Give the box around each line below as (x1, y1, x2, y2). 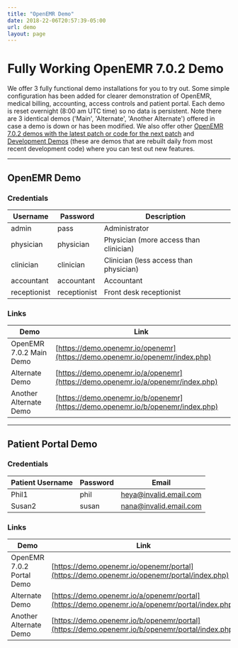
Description (144, 211, 186, 221)
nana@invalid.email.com (120, 501, 202, 511)
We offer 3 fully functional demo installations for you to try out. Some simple (7, 84, 230, 93)
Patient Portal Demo (7, 438, 98, 450)
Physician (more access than (103, 235, 200, 245)
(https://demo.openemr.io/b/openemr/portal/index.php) (51, 625, 236, 635)
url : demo (7, 23, 37, 31)
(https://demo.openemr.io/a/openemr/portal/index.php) (51, 600, 236, 610)
